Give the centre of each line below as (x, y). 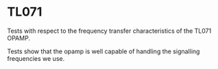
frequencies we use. (36, 58)
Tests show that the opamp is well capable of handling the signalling (104, 51)
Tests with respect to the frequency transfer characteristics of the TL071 (109, 31)
